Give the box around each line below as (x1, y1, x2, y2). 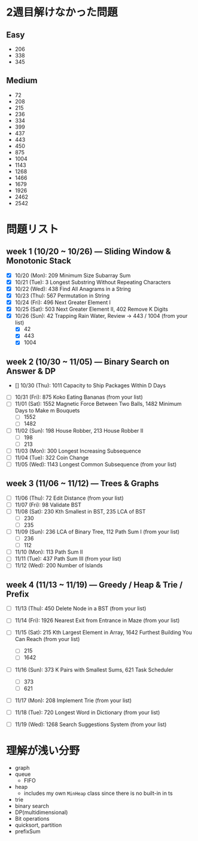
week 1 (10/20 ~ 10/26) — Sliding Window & (6, 247, 172, 257)
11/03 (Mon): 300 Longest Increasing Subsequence (14, 447, 142, 454)
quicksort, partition (14, 821, 62, 828)
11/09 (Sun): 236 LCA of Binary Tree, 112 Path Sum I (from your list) (14, 528, 180, 535)
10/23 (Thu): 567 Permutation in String (14, 292, 110, 299)
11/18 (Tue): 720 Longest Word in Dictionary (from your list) (14, 709, 160, 716)
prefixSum (14, 827, 41, 835)
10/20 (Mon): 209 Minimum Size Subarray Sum (14, 272, 131, 279)
